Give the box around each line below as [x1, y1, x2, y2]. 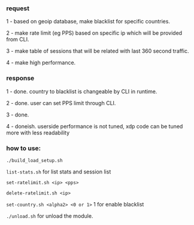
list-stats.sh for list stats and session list [6, 168, 111, 175]
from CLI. [6, 36, 29, 43]
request [6, 4, 30, 13]
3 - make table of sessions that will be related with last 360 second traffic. [6, 47, 189, 55]
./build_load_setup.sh [6, 157, 63, 163]
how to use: [6, 144, 41, 152]
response [6, 74, 35, 82]
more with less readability [6, 129, 70, 136]
